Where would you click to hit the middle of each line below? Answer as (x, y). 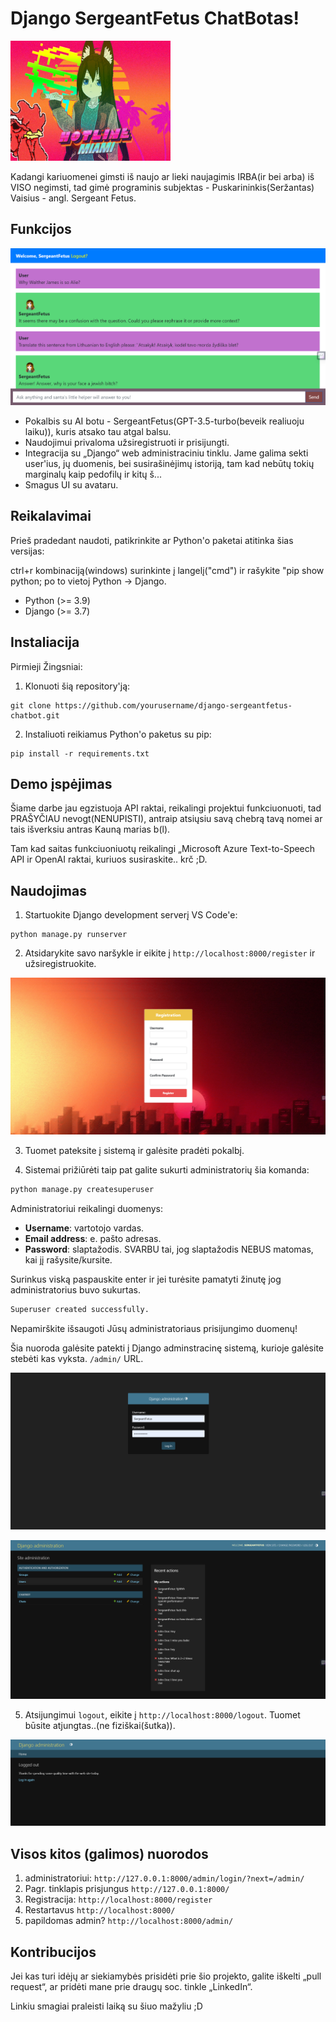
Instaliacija (45, 642)
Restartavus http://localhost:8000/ (100, 1910)
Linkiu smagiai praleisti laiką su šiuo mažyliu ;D (106, 2006)
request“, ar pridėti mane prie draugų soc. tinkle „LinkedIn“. (131, 1986)
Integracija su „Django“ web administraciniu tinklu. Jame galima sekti (166, 453)
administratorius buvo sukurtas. (75, 1290)
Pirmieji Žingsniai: (46, 666)
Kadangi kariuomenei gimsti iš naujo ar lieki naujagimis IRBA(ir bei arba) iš (162, 176)
